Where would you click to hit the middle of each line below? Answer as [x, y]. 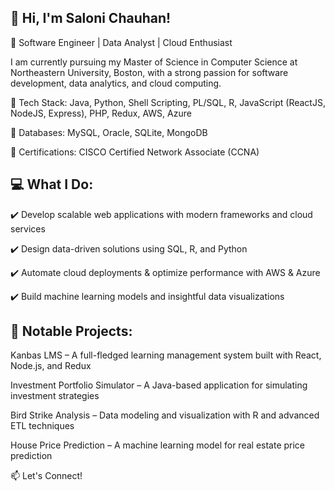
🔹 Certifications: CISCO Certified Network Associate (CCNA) [135, 152]
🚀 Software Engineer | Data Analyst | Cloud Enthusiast [121, 42]
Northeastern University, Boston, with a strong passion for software [149, 72]
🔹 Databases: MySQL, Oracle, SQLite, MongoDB [109, 132]
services [28, 228]
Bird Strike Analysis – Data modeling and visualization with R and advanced [165, 415]
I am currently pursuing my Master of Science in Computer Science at [154, 62]
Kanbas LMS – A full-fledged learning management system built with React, [166, 355]
